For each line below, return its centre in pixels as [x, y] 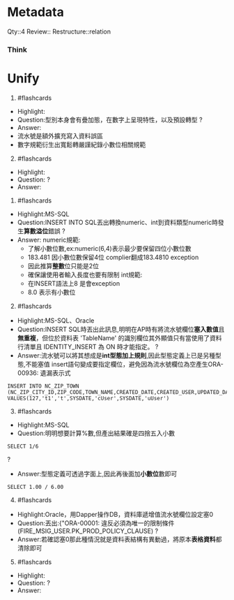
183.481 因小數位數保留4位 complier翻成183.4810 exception [113, 257]
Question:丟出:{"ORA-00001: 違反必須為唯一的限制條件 [96, 523]
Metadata [36, 12]
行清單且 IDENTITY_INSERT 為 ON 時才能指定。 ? [88, 346]
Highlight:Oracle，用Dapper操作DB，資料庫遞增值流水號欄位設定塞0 [115, 514]
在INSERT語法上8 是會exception [74, 283]
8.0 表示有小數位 [52, 292]
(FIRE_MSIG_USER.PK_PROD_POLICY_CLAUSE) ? [88, 531]
